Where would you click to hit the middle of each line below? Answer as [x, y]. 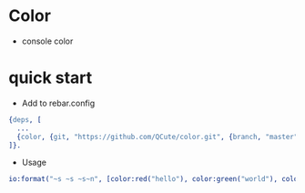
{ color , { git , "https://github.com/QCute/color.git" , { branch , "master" [158, 137]
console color [47, 41]
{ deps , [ [25, 119]
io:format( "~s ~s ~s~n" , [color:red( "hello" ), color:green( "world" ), [143, 179]
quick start [51, 78]
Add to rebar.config [58, 103]
